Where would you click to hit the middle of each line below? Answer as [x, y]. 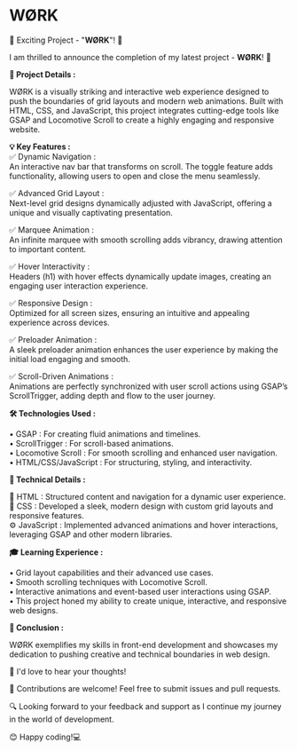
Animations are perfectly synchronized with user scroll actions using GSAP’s [148, 386]
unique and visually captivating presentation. [91, 212]
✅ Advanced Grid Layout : [57, 193]
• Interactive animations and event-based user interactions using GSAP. [141, 591]
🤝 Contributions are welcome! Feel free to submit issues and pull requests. [145, 688]
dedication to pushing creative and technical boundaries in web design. [140, 654]
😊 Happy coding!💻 [45, 737]
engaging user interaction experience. [79, 286]
